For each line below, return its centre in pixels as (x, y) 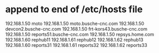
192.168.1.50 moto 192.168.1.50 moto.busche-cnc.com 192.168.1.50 (75, 23)
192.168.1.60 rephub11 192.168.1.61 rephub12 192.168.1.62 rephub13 (74, 40)
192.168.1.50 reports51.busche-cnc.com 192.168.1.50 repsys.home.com (80, 34)
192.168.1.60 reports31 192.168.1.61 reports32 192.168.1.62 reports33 (76, 45)
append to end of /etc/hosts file (74, 9)
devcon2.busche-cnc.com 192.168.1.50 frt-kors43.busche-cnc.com (76, 29)
